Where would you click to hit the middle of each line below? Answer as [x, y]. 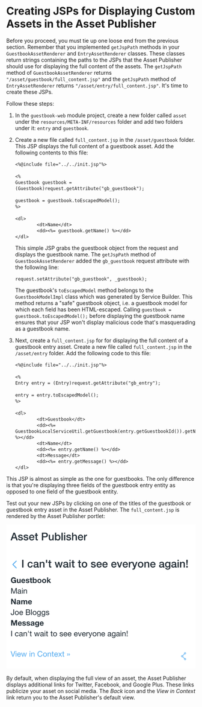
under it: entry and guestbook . [52, 128]
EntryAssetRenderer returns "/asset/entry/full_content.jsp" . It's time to [97, 85]
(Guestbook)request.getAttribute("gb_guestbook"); [80, 188]
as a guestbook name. [42, 328]
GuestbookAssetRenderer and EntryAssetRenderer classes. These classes [96, 53]
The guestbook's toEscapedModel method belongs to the [84, 290]
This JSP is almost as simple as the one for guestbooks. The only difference [100, 478]
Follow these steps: [30, 103]
